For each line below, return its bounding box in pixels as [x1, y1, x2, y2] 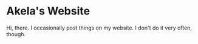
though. [6, 30, 26, 37]
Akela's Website [6, 4, 90, 18]
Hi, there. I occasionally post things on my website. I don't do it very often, [6, 24, 193, 31]
